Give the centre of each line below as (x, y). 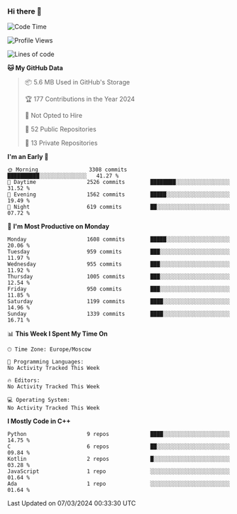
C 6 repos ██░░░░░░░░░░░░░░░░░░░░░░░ (119, 447)
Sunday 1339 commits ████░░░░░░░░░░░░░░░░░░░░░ (119, 314)
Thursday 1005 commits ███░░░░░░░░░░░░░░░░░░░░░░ (119, 277)
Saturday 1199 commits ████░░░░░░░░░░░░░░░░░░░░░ (119, 302)
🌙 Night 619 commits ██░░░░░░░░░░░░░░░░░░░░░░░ (119, 207)
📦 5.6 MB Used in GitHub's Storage (77, 82)
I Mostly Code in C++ (39, 421)
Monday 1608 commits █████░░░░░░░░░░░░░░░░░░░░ (119, 240)
